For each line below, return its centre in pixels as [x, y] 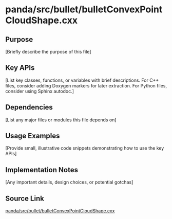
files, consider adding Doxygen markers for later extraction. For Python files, [86, 85]
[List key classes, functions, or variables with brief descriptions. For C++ [82, 80]
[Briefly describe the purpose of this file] [48, 52]
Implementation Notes [42, 170]
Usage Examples [33, 136]
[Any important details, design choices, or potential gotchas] [69, 182]
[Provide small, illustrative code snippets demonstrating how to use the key [85, 148]
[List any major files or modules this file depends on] [61, 120]
